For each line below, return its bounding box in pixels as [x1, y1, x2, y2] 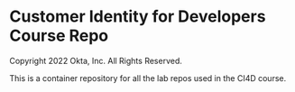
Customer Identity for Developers [9, 6, 266, 27]
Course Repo [9, 25, 109, 46]
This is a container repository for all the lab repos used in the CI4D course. [9, 72, 287, 83]
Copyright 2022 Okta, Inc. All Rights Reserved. [9, 55, 183, 66]
